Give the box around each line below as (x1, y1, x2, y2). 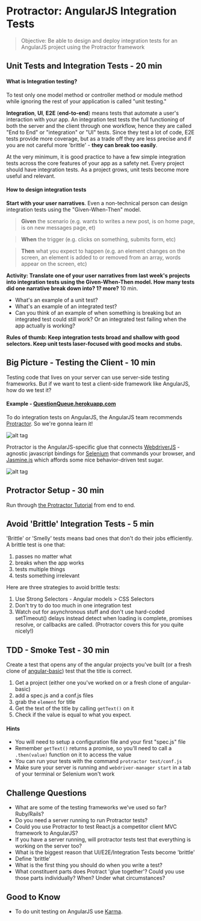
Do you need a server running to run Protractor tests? (14, 817, 148, 824)
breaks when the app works (14, 559, 84, 566)
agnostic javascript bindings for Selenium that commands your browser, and (6, 449, 196, 457)
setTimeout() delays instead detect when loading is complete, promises (14, 615, 193, 622)
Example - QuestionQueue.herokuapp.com (6, 400, 116, 408)
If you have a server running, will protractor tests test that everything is (14, 836, 191, 843)
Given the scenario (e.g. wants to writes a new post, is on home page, (20, 217, 196, 224)
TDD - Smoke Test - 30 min (6, 645, 110, 655)
